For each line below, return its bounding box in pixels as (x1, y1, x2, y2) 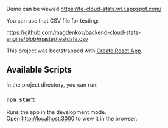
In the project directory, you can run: (6, 80, 98, 88)
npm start (6, 96, 35, 103)
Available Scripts (6, 65, 72, 75)
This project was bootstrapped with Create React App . (6, 47, 143, 54)
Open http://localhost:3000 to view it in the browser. (6, 115, 138, 123)
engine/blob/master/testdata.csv (6, 35, 88, 42)
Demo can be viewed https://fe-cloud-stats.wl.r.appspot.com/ (6, 5, 162, 12)
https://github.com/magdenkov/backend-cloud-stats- (6, 29, 141, 36)
